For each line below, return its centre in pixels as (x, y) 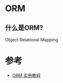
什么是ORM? (24, 28)
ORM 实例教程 (26, 75)
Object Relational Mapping (32, 40)
